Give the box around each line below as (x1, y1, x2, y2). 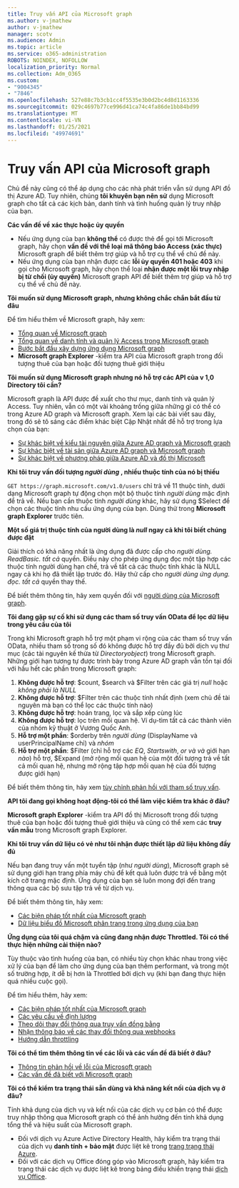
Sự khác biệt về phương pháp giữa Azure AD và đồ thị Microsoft (17, 454, 205, 462)
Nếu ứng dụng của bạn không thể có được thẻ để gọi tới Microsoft (17, 235, 214, 243)
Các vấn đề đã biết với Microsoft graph (17, 1070, 133, 1079)
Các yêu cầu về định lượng (17, 1012, 97, 1021)
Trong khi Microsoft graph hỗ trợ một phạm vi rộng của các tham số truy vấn (7, 634, 233, 643)
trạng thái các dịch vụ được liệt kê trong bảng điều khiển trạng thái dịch (17, 1164, 228, 1174)
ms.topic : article (7, 44, 62, 51)
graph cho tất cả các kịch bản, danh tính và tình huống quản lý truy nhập (7, 199, 221, 208)
